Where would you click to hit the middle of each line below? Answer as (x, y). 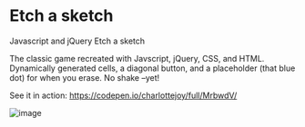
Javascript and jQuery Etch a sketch (77, 41)
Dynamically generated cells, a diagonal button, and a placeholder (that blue (152, 68)
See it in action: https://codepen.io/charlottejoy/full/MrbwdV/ (123, 95)
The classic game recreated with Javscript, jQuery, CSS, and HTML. (137, 58)
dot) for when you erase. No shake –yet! (85, 77)
